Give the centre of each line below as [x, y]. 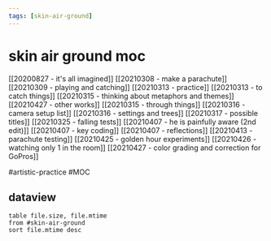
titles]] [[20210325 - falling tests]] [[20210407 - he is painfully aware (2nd [132, 122]
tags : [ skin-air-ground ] [50, 16]
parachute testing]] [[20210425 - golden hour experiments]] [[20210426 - [133, 139]
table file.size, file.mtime [58, 216]
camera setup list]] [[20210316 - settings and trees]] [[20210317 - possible [133, 113]
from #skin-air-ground [47, 223]
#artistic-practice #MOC [50, 172]
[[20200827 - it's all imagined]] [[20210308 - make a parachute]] [118, 79]
